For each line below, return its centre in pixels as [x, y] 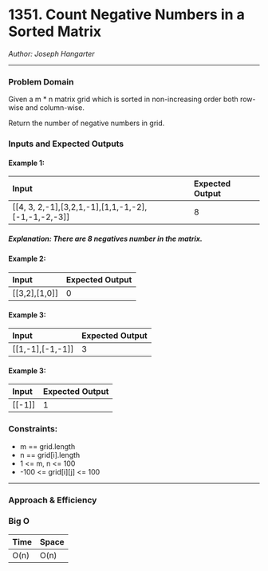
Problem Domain [41, 81]
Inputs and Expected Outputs [66, 144]
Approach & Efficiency [53, 500]
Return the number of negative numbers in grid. [87, 123]
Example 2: [27, 259]
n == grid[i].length [50, 455]
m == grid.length [47, 446]
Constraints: [33, 429]
